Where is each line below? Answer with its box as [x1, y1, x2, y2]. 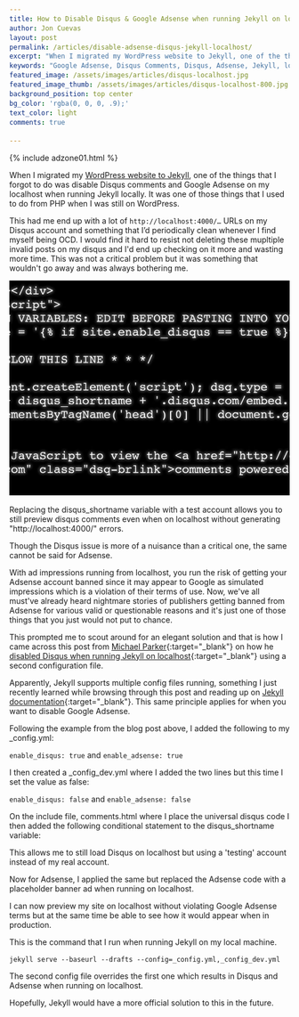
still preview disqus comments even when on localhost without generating [9, 513, 281, 525]
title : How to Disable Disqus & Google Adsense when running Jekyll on [9, 14, 280, 23]
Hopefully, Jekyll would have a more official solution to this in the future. [9, 997, 274, 1008]
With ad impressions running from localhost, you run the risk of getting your [9, 566, 287, 578]
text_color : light [9, 108, 77, 118]
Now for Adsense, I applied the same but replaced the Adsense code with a [9, 874, 287, 884]
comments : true [9, 118, 66, 126]
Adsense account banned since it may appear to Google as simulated [9, 576, 264, 587]
